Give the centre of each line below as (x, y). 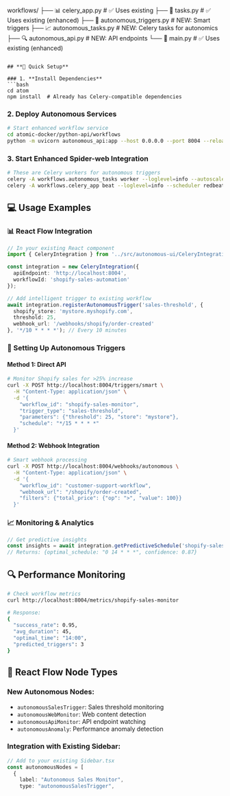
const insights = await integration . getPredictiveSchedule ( (95, 546)
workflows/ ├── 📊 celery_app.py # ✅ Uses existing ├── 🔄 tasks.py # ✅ (109, 10)
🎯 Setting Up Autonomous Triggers (66, 348)
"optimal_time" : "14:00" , (50, 638)
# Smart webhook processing (47, 460)
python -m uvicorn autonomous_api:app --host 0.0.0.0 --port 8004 (104, 141)
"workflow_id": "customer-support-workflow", (86, 486)
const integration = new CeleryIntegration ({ (73, 267)
